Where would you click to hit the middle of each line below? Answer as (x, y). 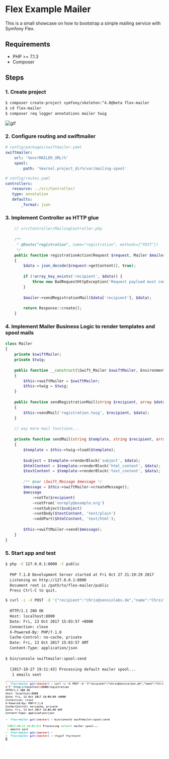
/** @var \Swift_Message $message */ (63, 482)
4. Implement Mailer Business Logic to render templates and (80, 326)
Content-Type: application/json (44, 648)
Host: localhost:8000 (32, 616)
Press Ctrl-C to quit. (33, 591)
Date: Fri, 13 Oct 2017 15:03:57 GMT (49, 643)
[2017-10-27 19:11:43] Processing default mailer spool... (73, 669)
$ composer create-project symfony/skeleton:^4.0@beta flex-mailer (77, 103)
